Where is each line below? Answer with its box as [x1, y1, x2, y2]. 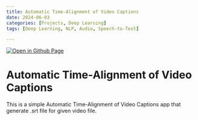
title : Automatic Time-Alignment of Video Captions [6, 8, 139, 15]
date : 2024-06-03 [6, 14, 50, 20]
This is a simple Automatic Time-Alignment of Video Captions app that [6, 101, 181, 108]
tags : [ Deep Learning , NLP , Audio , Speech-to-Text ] [6, 25, 139, 32]
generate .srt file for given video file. [6, 107, 97, 115]
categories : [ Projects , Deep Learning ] [6, 20, 107, 26]
